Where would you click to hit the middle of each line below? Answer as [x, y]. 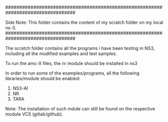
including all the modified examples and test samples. [61, 53]
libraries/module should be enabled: [43, 78]
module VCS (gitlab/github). [34, 114]
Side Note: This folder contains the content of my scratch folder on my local [84, 22]
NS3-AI [20, 88]
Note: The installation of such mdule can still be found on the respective [80, 109]
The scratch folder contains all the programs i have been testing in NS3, [80, 48]
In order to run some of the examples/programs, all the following [72, 73]
